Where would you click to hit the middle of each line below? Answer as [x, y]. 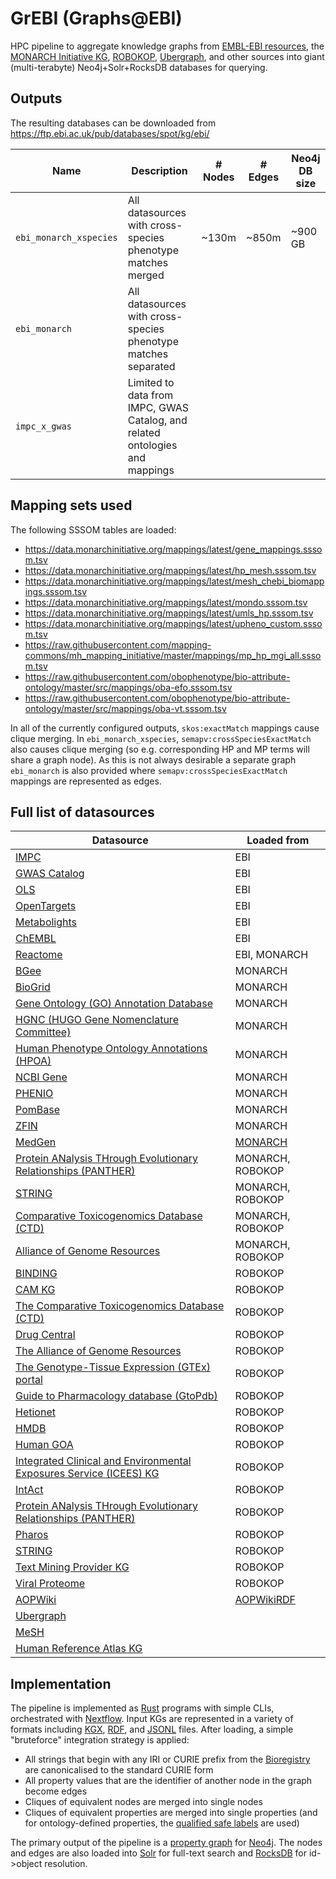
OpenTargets [46, 906]
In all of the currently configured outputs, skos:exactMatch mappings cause [165, 728]
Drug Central [45, 1335]
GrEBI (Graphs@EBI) [96, 18]
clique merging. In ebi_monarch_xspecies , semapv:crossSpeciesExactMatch [161, 738]
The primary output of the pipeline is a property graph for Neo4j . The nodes [166, 1843]
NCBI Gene [41, 1077]
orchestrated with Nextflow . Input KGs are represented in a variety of [152, 1719]
